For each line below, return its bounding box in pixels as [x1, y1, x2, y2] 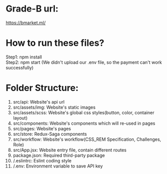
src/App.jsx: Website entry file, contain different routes [13, 147, 127, 153]
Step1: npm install [6, 54, 42, 60]
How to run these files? [6, 37, 105, 49]
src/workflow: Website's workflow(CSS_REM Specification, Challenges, [13, 136, 161, 142]
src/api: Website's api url [13, 99, 65, 105]
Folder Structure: [6, 82, 79, 94]
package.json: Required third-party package [13, 152, 105, 158]
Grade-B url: [6, 3, 59, 15]
